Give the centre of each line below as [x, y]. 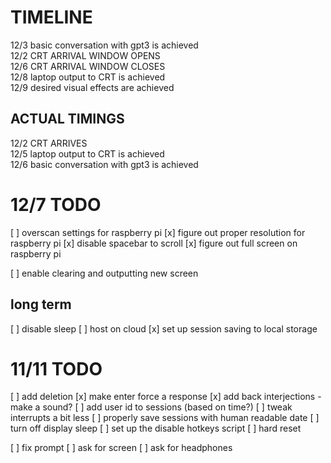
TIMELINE [51, 17]
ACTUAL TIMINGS [67, 119]
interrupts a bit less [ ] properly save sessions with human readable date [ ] [165, 418]
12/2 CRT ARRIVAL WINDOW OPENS [85, 55]
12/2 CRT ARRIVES [49, 143]
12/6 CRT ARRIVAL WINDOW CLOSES [88, 66]
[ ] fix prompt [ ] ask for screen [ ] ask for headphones [121, 448]
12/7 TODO [56, 204]
